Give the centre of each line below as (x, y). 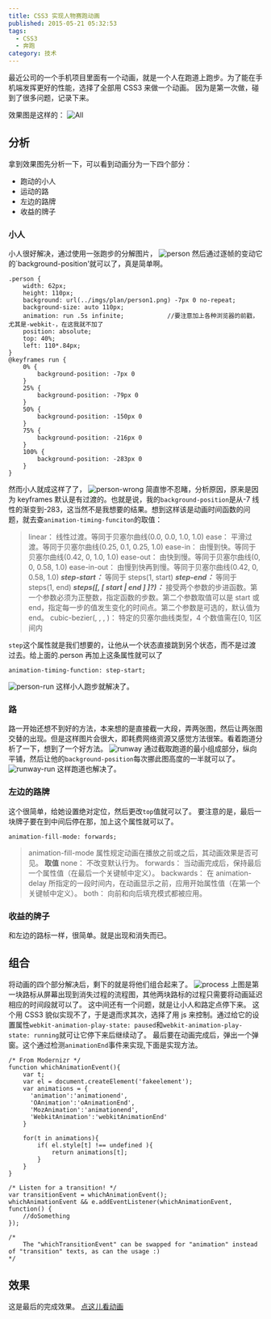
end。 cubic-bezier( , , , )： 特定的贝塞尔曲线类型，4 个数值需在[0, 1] (141, 618)
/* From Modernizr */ (45, 1060)
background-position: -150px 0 (90, 417)
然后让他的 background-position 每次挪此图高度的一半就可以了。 (135, 759)
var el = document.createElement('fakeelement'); (108, 1081)
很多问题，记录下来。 (58, 98)
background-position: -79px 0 (88, 396)
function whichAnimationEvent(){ (65, 1067)
